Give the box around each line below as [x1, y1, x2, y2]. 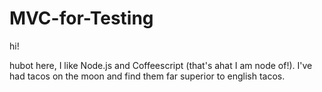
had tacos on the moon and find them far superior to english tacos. [9, 70, 286, 82]
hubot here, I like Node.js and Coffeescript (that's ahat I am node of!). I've [9, 59, 313, 71]
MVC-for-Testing [9, 7, 154, 30]
